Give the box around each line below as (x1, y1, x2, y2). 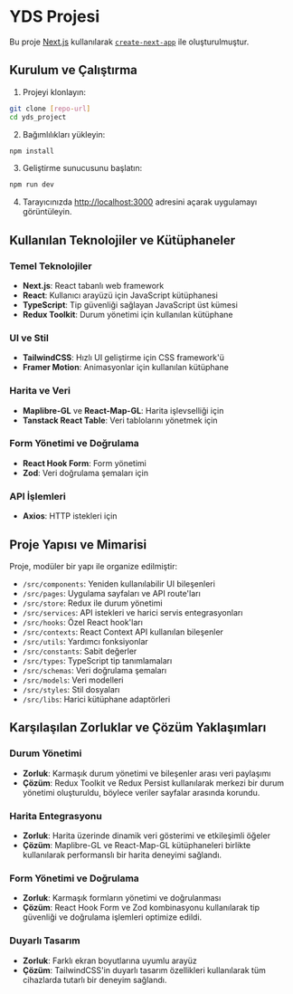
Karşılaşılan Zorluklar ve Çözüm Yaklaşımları (9, 720, 267, 735)
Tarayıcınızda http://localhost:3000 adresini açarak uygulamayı (22, 196, 258, 207)
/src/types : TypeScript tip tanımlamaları (22, 655, 173, 666)
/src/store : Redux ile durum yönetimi (22, 597, 163, 608)
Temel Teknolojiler (9, 260, 92, 272)
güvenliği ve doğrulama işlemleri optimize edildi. (22, 912, 203, 922)
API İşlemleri (9, 490, 66, 502)
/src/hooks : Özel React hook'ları (22, 616, 143, 627)
